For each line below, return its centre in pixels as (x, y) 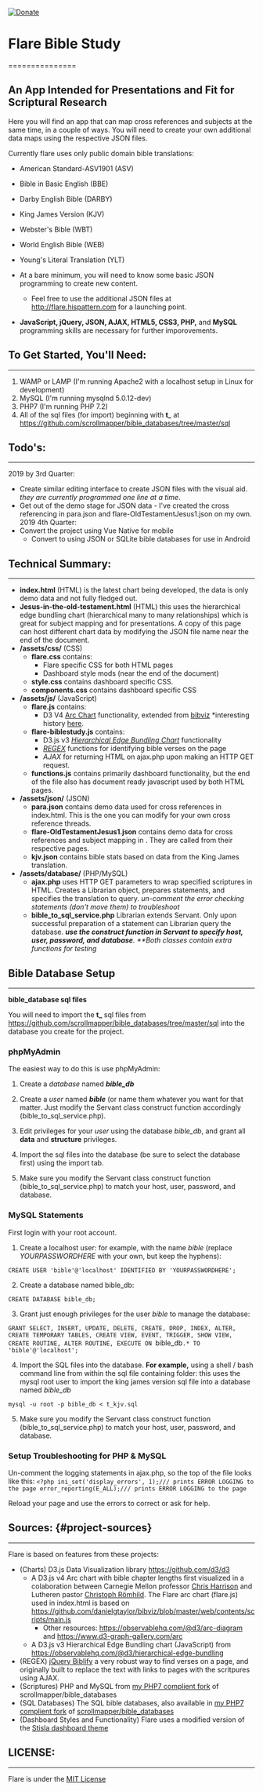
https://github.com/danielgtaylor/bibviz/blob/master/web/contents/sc (143, 1611)
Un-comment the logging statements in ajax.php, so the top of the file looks (130, 1472)
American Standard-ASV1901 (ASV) (77, 168)
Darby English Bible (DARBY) (66, 199)
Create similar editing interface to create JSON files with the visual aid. (133, 489)
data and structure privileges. (68, 1140)
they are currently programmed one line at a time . (100, 498)
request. (56, 765)
